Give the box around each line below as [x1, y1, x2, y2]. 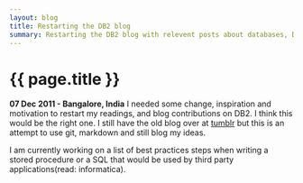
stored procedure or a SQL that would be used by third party [9, 154, 234, 165]
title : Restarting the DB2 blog [9, 22, 131, 31]
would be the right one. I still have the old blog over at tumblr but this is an [9, 118, 285, 129]
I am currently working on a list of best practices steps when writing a [9, 145, 269, 156]
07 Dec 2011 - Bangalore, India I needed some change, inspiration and [9, 98, 272, 109]
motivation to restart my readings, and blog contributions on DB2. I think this [9, 108, 293, 119]
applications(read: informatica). [9, 164, 126, 175]
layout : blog [9, 13, 59, 23]
